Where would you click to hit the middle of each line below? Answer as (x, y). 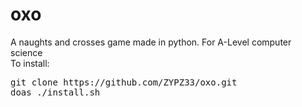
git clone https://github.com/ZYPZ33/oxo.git (124, 82)
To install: (30, 63)
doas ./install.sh (55, 92)
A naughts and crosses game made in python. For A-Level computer (151, 42)
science (26, 52)
